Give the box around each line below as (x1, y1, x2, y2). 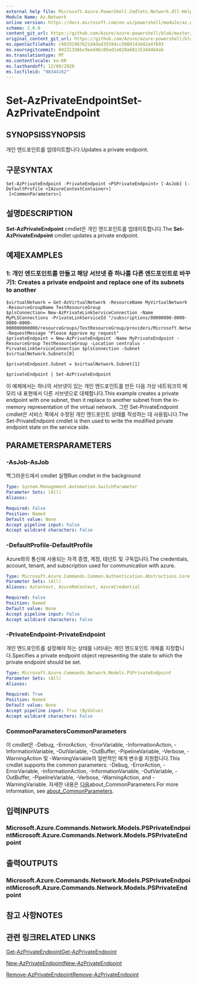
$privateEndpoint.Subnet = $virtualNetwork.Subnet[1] (6, 361, 141, 367)
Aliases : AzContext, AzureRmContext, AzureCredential (6, 584, 141, 590)
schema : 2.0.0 (6, 25, 41, 31)
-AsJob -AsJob (6, 458, 49, 466)
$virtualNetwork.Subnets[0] (6, 351, 75, 357)
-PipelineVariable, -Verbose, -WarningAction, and (32, 774, 151, 781)
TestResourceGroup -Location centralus (43, 340, 141, 347)
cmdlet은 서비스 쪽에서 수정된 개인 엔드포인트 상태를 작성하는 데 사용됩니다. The (6, 411, 189, 418)
